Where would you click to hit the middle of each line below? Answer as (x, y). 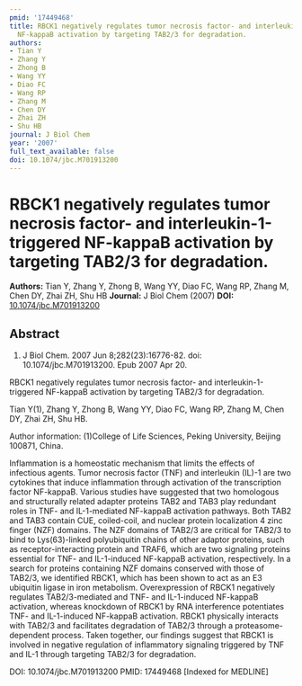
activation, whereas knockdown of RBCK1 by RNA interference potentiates (147, 607)
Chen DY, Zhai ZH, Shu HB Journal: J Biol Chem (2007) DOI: (122, 296)
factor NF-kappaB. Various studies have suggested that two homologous (144, 492)
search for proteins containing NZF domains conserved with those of (137, 568)
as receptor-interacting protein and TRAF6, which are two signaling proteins (150, 549)
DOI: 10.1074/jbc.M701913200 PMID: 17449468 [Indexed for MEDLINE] (139, 672)
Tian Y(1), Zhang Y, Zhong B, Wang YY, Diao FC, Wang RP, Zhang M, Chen (147, 409)
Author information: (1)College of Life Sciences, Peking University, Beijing (145, 436)
